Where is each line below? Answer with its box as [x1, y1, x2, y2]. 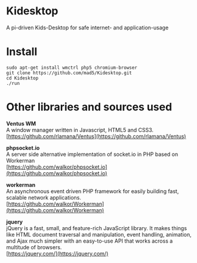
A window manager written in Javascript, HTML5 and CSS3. [6, 126, 154, 133]
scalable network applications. [6, 194, 82, 201]
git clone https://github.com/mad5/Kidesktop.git [6, 70, 133, 76]
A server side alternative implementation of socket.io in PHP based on [6, 151, 178, 158]
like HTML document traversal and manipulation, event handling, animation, [6, 231, 192, 238]
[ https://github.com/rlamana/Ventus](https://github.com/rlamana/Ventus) [6, 133, 186, 140]
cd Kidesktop [6, 75, 39, 81]
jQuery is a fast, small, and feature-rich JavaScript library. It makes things [6, 224, 187, 231]
